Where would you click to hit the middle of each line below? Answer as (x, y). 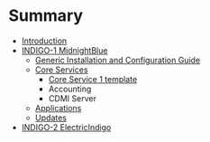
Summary (46, 16)
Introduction (44, 41)
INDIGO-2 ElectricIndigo (66, 127)
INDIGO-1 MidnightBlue (64, 50)
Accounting (70, 89)
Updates (51, 118)
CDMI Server (72, 98)
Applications (58, 108)
